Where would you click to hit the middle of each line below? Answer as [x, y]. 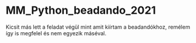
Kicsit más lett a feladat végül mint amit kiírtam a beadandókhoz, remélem [98, 27]
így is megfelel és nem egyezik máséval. [56, 33]
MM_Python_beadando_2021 [81, 10]
